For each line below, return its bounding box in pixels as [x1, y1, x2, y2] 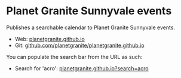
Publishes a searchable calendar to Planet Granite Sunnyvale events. [6, 24, 175, 31]
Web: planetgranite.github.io [14, 35, 85, 42]
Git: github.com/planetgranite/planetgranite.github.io [14, 42, 145, 49]
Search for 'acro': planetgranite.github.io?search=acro [14, 64, 149, 72]
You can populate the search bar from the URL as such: [6, 53, 143, 60]
